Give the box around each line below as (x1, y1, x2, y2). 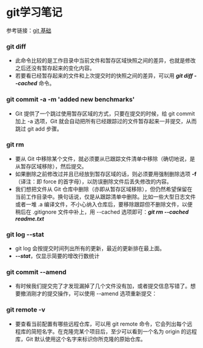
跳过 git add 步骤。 (15, 125, 62, 132)
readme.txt (15, 215, 44, 222)
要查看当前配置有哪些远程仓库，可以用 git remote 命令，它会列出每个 (15, 320, 187, 327)
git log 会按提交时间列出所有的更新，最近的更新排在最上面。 (15, 245, 165, 252)
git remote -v (6, 305, 45, 314)
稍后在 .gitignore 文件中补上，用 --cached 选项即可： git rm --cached (15, 208, 189, 216)
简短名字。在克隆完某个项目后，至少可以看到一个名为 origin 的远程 (31, 327, 198, 335)
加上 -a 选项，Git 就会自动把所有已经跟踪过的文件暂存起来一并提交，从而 (15, 117, 197, 125)
